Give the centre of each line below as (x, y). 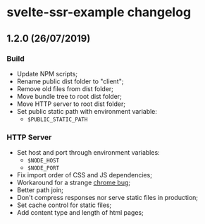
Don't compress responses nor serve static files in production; (107, 198)
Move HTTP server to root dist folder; (71, 104)
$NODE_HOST (43, 161)
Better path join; (40, 190)
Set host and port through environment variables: (88, 153)
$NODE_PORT (43, 168)
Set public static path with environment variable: (87, 111)
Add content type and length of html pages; (80, 213)
